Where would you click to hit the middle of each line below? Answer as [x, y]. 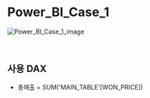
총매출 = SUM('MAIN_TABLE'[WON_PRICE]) [80, 87]
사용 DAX [27, 69]
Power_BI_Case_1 [58, 12]
